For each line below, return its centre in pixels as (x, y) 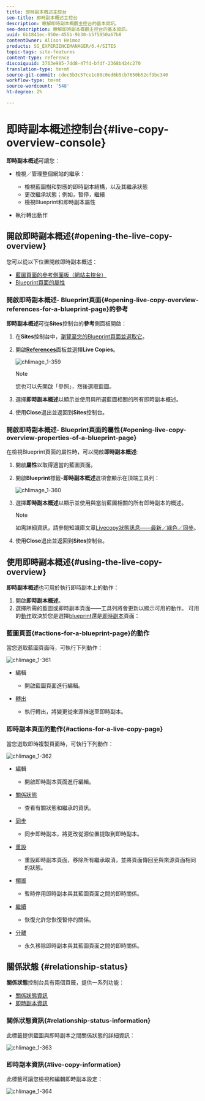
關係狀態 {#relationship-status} (67, 967)
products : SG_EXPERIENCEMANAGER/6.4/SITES (61, 47)
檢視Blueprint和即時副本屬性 (60, 202)
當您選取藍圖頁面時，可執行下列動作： (54, 648)
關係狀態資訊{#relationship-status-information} (79, 1021)
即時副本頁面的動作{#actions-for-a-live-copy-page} (85, 729)
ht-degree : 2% (24, 92)
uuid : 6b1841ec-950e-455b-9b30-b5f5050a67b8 (64, 35)
